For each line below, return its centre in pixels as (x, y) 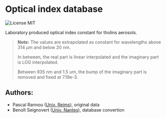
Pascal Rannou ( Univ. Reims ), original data (56, 105)
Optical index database (54, 9)
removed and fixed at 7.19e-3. (48, 77)
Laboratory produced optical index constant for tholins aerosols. (71, 32)
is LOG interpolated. (38, 62)
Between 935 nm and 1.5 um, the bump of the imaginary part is (82, 72)
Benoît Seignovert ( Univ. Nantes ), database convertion (68, 110)
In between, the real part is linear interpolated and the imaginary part (88, 57)
